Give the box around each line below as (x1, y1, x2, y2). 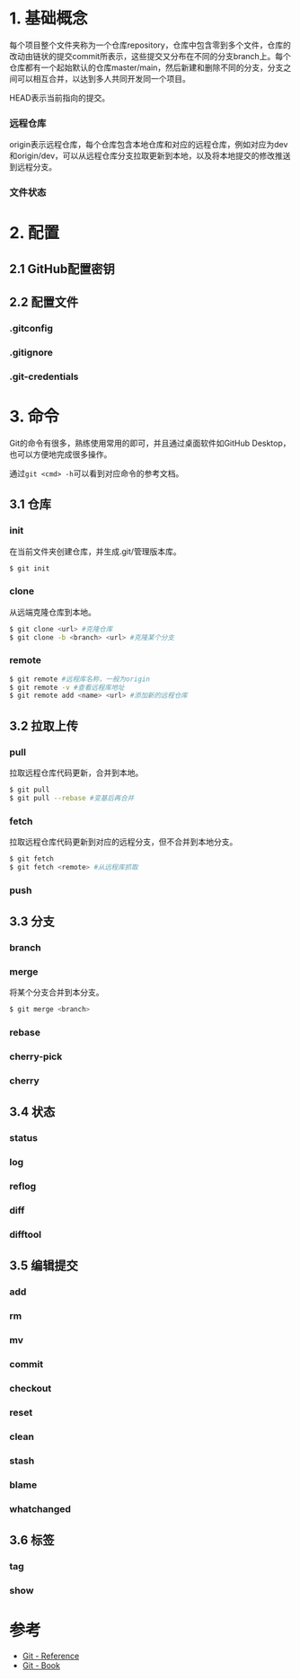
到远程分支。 (9, 162, 57, 172)
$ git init (9, 563, 50, 573)
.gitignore (9, 346, 54, 358)
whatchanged (9, 1502, 72, 1515)
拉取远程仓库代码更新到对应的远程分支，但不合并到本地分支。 (9, 836, 238, 847)
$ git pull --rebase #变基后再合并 (9, 793, 135, 802)
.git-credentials (9, 370, 79, 383)
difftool (9, 1228, 42, 1241)
